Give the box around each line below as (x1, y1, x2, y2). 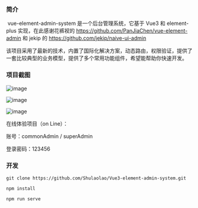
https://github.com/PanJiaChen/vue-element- (76, 27, 188, 34)
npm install (6, 185, 35, 191)
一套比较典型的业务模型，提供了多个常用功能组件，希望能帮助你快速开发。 (6, 55, 187, 62)
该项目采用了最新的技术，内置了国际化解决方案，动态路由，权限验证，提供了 (6, 47, 193, 55)
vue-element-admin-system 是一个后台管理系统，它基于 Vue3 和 (7, 20, 165, 27)
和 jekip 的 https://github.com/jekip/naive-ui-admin (22, 34, 147, 42)
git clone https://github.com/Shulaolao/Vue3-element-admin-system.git (6, 175, 186, 181)
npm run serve (6, 196, 41, 202)
